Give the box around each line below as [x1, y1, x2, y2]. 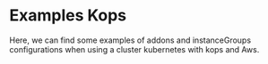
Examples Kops [9, 5, 127, 26]
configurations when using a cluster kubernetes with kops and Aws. [9, 44, 260, 54]
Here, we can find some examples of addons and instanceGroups [9, 35, 252, 45]
